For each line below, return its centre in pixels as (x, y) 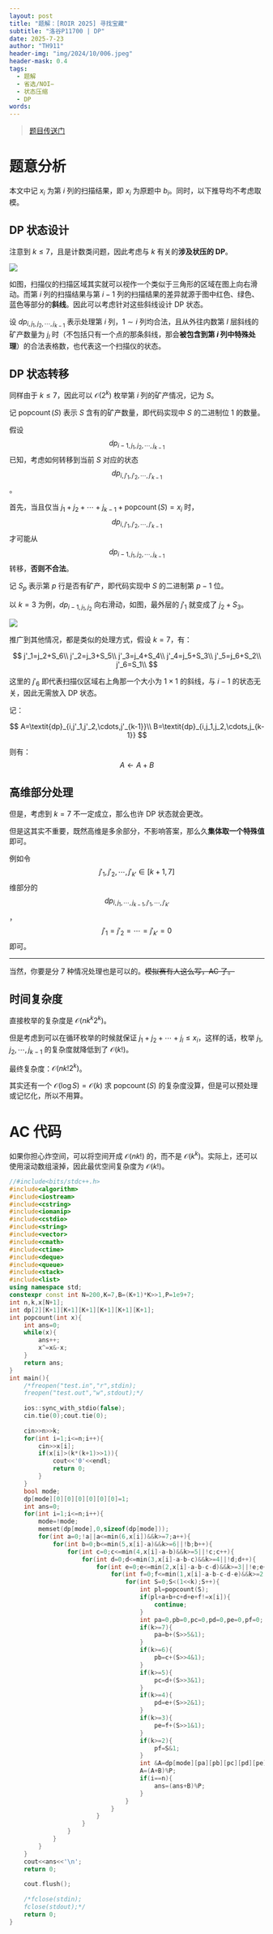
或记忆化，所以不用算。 (48, 1096)
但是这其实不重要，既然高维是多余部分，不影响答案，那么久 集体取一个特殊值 (137, 830)
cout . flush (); (47, 1884)
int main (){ (29, 1378)
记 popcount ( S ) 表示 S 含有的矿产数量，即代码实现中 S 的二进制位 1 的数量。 (137, 413)
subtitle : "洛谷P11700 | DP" (57, 31)
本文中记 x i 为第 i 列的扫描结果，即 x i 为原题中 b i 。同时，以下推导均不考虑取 (135, 192)
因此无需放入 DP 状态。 (62, 693)
